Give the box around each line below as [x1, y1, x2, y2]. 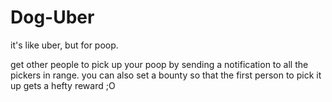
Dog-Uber [10, 6, 95, 29]
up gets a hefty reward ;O [10, 79, 116, 91]
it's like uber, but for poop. [10, 39, 119, 51]
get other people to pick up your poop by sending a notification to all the [10, 58, 309, 70]
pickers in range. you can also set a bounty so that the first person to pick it [10, 69, 322, 81]
